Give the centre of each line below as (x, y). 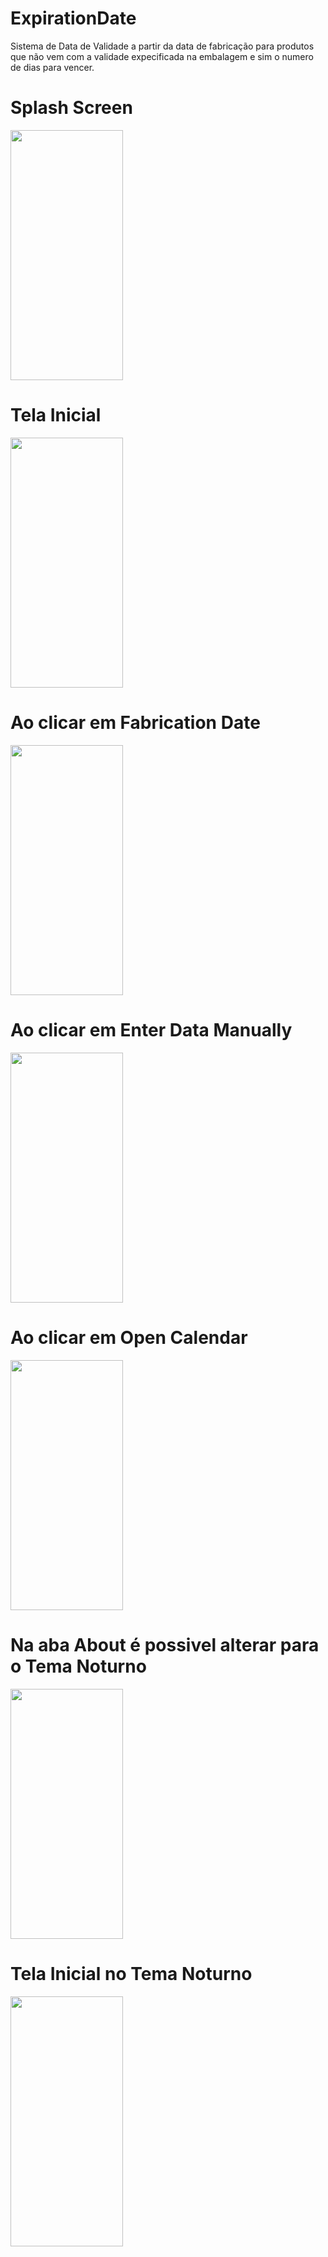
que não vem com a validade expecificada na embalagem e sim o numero (162, 56)
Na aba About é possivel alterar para (165, 1644)
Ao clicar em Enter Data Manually (151, 1029)
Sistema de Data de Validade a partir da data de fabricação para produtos (162, 46)
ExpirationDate (73, 18)
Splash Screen (71, 108)
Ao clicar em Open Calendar (129, 1337)
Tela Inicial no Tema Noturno (131, 1973)
